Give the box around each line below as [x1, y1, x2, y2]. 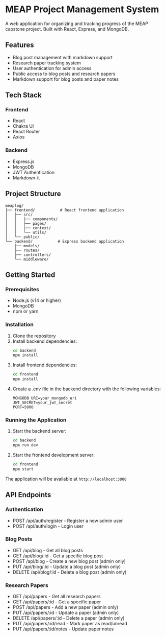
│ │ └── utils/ [5, 230, 47, 235]
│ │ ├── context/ [5, 225, 51, 230]
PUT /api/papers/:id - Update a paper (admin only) [12, 609, 119, 616]
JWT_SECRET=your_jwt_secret [12, 400, 72, 406]
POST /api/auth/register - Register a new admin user [12, 517, 123, 524]
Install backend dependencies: [12, 338, 77, 344]
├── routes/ [14, 248, 40, 253]
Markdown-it [12, 175, 40, 181]
